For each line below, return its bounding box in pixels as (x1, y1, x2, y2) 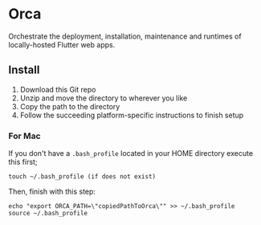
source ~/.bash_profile (8, 210, 88, 218)
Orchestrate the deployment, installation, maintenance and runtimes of (8, 31, 243, 41)
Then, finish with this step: (8, 186, 96, 197)
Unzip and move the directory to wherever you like (19, 93, 188, 103)
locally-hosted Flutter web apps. (8, 39, 116, 49)
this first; (8, 157, 38, 167)
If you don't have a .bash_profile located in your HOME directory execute (8, 149, 254, 158)
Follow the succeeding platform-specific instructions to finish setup (19, 110, 244, 120)
